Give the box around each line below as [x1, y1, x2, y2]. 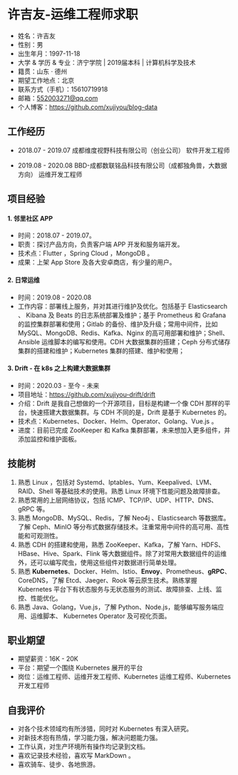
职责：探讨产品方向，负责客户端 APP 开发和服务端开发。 [17, 240, 184, 249]
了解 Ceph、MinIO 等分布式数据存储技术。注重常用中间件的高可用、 [17, 522, 217, 531]
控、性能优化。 [17, 593, 62, 602]
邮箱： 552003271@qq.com [17, 93, 98, 102]
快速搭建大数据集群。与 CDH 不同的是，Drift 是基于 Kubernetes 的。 [30, 408, 231, 416]
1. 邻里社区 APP [7, 214, 53, 222]
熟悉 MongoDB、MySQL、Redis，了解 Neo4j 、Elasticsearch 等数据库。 [17, 513, 230, 522]
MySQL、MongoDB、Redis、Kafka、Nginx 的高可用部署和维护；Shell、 [17, 329, 229, 337]
